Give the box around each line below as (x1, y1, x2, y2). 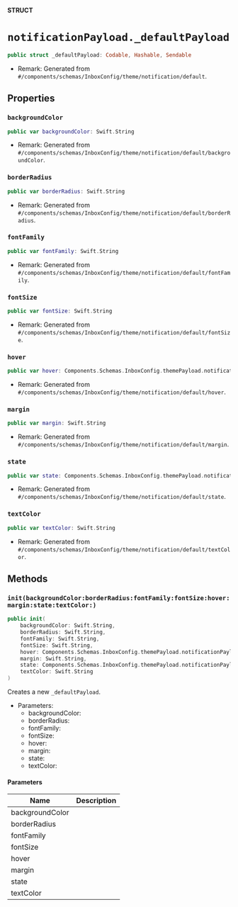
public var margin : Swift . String (7, 419, 106, 427)
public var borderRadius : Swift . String (7, 188, 125, 195)
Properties (7, 92, 55, 105)
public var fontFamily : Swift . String (7, 247, 119, 254)
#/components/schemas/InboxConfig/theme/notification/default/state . (17, 492, 227, 501)
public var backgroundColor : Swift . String (7, 128, 135, 135)
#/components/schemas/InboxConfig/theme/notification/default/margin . (17, 440, 229, 449)
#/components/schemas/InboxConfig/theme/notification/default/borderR (17, 209, 231, 217)
